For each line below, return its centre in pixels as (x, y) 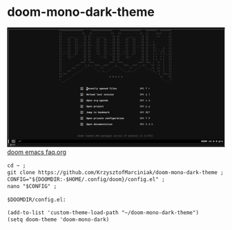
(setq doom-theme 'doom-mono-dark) (58, 219)
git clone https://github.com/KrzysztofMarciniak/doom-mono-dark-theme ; (116, 172)
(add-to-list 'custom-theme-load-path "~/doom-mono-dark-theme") (103, 212)
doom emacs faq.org (37, 152)
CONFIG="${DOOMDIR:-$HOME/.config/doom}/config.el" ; (86, 179)
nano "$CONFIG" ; (32, 186)
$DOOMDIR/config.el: (37, 200)
